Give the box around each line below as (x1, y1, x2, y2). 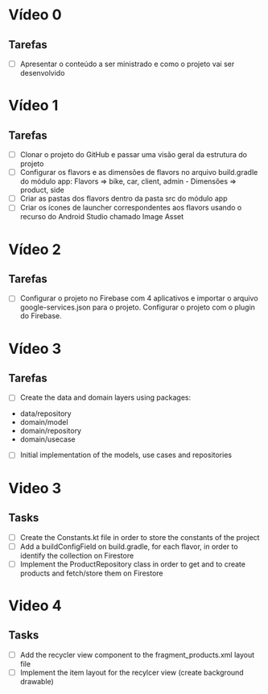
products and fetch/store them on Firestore (19, 568, 163, 578)
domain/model (19, 418, 68, 427)
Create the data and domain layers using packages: (19, 393, 192, 402)
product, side (19, 185, 64, 195)
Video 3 (8, 479, 62, 497)
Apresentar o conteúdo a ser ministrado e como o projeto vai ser (19, 59, 235, 69)
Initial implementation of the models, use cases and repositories (19, 450, 232, 460)
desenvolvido (19, 69, 65, 78)
